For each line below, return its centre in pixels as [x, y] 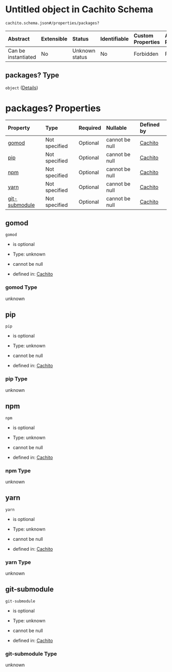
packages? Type [32, 75]
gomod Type [21, 287]
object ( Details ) [22, 88]
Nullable [116, 128]
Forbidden [146, 54]
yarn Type [18, 562]
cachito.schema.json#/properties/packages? [52, 23]
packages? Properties [53, 108]
